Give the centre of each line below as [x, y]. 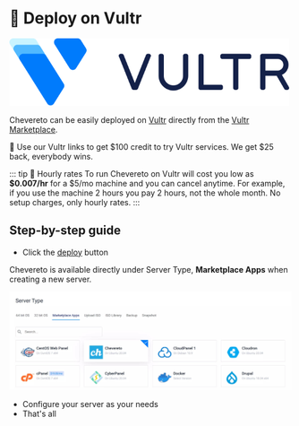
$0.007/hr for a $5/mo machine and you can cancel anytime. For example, [147, 183]
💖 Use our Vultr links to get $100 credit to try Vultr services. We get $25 [142, 146]
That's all [39, 414]
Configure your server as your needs [90, 404]
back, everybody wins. [51, 156]
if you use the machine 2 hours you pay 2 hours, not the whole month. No [145, 193]
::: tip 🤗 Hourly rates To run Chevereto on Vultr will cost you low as [132, 173]
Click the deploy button [65, 252]
